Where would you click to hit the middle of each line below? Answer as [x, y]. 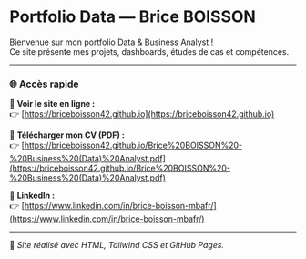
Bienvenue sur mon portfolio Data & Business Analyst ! [112, 42]
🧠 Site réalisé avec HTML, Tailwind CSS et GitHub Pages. [117, 245]
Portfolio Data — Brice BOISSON [133, 17]
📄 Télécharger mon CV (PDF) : [67, 135]
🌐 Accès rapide [44, 84]
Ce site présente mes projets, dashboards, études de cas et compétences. [149, 51]
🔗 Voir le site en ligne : [52, 104]
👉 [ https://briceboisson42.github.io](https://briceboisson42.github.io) [142, 114]
